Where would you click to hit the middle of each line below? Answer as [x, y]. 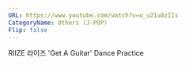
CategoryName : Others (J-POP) [58, 23]
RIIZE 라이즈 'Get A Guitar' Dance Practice [76, 53]
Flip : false [28, 30]
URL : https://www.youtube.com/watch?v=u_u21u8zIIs [93, 15]
